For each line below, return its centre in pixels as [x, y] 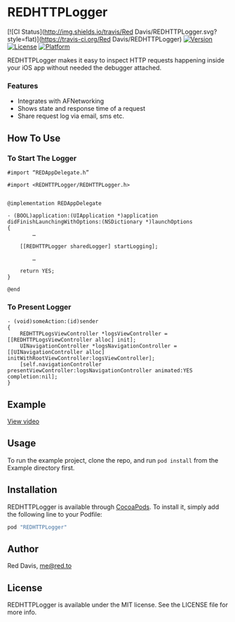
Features [23, 86]
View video [23, 421]
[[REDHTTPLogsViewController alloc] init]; [72, 340]
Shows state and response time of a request [81, 109]
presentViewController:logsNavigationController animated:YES [100, 371]
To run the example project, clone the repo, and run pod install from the [113, 460]
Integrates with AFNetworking [61, 101]
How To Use [34, 138]
